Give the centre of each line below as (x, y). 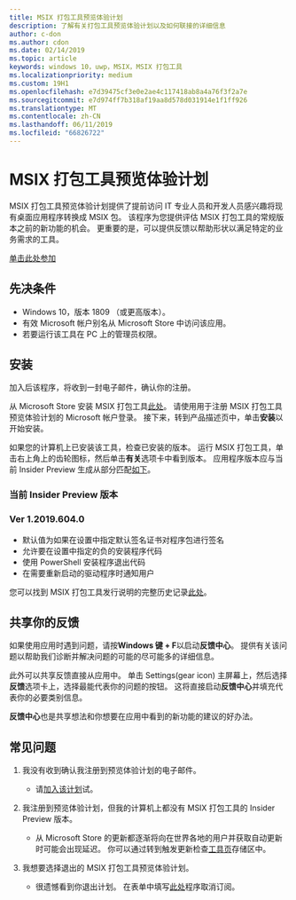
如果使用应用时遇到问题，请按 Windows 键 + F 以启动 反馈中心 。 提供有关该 (144, 645)
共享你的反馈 (44, 623)
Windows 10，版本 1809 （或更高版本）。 (96, 312)
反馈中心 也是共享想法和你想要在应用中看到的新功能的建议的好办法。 (133, 716)
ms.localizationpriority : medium (71, 75)
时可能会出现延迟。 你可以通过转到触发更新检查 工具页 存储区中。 (153, 849)
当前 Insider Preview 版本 (64, 495)
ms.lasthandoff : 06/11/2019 (61, 125)
